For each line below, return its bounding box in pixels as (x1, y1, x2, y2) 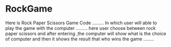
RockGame (5, 3, 53, 15)
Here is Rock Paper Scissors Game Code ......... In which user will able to (5, 20, 157, 26)
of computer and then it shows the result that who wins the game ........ (5, 36, 154, 42)
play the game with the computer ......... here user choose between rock (5, 25, 156, 31)
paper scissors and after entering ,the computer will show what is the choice (5, 30, 166, 36)
